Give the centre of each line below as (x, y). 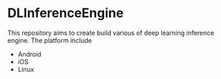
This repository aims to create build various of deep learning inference (111, 33)
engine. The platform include (50, 40)
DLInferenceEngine (66, 13)
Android (29, 54)
